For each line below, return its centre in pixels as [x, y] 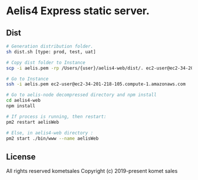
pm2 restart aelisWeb [33, 122]
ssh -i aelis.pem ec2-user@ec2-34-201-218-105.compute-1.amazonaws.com [96, 84]
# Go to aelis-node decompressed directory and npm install [82, 95]
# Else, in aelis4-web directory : [50, 133]
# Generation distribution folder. [50, 46]
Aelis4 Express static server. [78, 11]
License [21, 157]
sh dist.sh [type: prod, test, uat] [51, 52]
